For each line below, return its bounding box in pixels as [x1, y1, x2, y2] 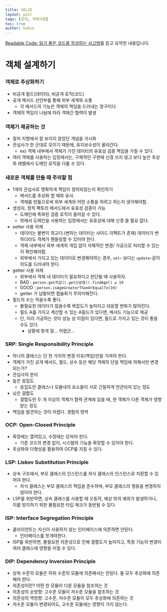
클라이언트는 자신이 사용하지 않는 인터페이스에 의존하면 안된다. [12, 527, 134, 533]
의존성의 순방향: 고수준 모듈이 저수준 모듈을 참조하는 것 [12, 589, 119, 595]
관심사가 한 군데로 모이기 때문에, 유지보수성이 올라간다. [12, 142, 119, 148]
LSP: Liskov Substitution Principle [5, 458, 89, 465]
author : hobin [5, 26, 35, 31]
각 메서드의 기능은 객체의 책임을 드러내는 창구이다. [19, 103, 117, 109]
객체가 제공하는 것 [5, 123, 46, 130]
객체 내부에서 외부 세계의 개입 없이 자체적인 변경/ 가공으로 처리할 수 [19, 242, 151, 248]
